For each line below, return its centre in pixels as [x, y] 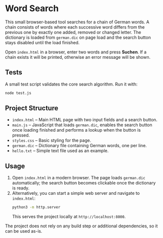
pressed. [21, 135]
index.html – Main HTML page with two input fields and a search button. [85, 120]
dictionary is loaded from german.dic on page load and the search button [78, 37]
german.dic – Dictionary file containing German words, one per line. [79, 146]
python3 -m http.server [36, 207]
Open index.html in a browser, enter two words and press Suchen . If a [76, 52]
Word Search [32, 8]
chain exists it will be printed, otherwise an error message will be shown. [78, 57]
